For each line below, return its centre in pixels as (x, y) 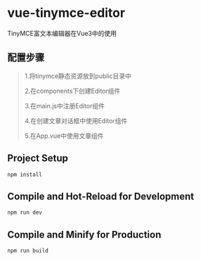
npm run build (28, 250)
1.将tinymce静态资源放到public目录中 (78, 76)
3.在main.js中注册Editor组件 (65, 106)
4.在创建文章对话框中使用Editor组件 (76, 120)
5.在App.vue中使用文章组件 (64, 136)
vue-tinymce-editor (66, 13)
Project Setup (38, 159)
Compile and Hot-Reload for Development (101, 196)
